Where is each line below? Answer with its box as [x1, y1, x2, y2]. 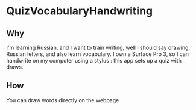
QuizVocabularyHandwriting [6, 4, 153, 18]
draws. [6, 63, 24, 70]
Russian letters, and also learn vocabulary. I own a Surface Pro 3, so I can [6, 50, 189, 58]
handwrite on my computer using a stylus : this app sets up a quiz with [6, 57, 182, 64]
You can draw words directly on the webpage [6, 96, 119, 103]
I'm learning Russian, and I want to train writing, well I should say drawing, [6, 44, 191, 51]
